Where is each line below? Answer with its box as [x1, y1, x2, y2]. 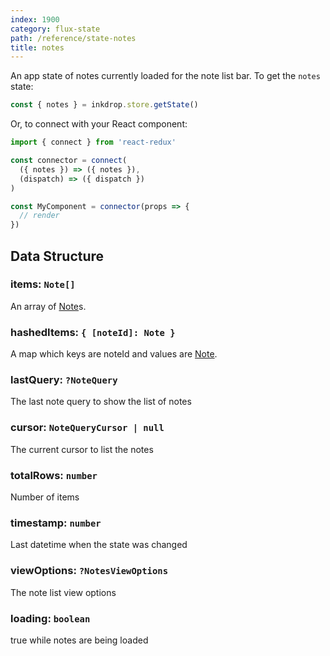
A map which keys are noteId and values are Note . [10, 348, 218, 360]
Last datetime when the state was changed [10, 539, 188, 551]
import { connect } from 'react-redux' [10, 137, 177, 148]
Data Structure [10, 247, 105, 265]
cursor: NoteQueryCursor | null [10, 421, 165, 435]
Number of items [10, 491, 80, 503]
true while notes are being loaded [10, 634, 149, 646]
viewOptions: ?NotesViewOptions [10, 564, 169, 578]
